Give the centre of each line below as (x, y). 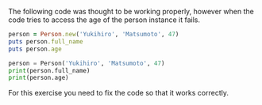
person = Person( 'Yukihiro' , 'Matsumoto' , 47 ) (87, 63)
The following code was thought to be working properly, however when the (131, 11)
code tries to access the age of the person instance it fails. (104, 20)
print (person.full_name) (49, 70)
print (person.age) (39, 78)
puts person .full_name (46, 41)
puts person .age (35, 49)
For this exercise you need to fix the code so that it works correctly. (118, 93)
